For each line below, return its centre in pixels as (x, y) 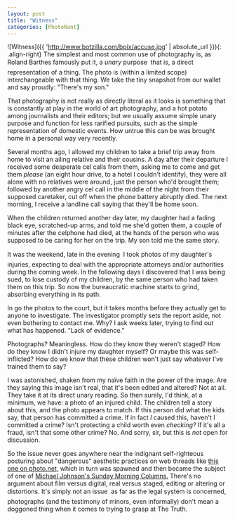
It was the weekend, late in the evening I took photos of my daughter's (110, 255)
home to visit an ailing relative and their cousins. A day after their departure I (117, 160)
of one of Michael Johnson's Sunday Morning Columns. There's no (104, 476)
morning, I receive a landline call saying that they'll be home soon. (103, 204)
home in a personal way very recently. (62, 139)
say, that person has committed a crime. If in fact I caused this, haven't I (111, 418)
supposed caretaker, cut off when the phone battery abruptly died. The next (117, 197)
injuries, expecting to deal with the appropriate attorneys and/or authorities (116, 265)
